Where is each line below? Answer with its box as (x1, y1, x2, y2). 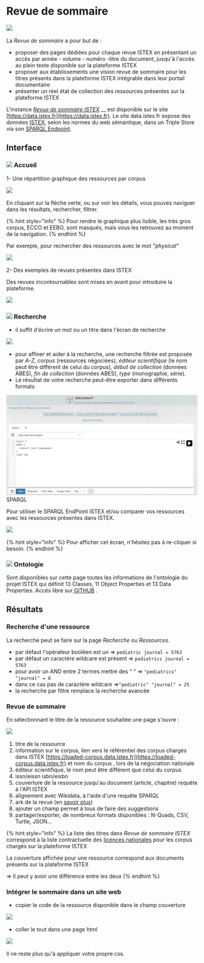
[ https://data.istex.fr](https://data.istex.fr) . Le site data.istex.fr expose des (6, 112, 191, 119)
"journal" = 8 (15, 675, 51, 682)
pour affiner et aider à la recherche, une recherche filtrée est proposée (15, 350, 192, 357)
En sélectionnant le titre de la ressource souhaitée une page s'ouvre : (6, 716, 180, 723)
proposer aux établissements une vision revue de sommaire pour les (15, 68, 186, 75)
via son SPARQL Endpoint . (6, 125, 72, 132)
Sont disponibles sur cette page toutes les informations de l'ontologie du (6, 574, 188, 581)
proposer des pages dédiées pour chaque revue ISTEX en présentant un (15, 49, 197, 56)
